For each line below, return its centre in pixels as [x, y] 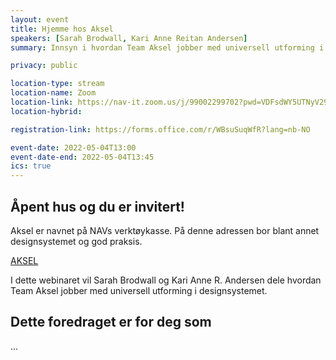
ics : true [31, 166]
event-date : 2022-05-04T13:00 [73, 147]
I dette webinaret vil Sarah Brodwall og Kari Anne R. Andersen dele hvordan [166, 280]
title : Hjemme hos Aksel [62, 29]
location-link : [42, 102]
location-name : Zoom [53, 93]
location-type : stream [57, 84]
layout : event [40, 19]
